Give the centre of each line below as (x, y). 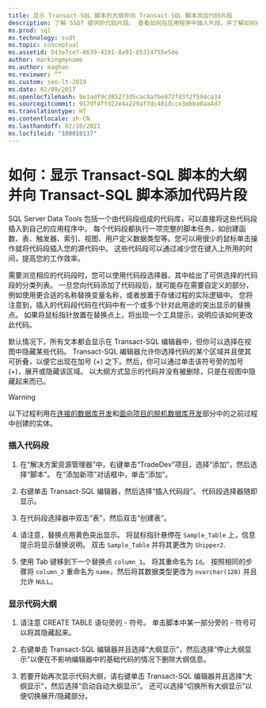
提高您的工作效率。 (53, 258)
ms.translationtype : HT (47, 112)
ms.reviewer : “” (35, 75)
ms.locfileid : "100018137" (53, 133)
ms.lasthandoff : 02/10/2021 (55, 126)
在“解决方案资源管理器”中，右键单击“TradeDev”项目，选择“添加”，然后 (135, 464)
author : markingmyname (46, 60)
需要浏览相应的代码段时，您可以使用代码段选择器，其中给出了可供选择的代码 (133, 275)
